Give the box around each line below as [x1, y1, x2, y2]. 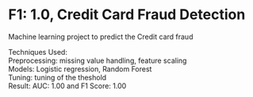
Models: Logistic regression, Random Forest [8, 64, 152, 73]
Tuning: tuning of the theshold [8, 72, 107, 82]
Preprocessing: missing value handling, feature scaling [8, 56, 187, 65]
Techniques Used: [8, 47, 67, 56]
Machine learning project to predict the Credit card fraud [8, 32, 194, 41]
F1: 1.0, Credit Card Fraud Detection [8, 6, 246, 24]
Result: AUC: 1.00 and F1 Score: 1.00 [8, 81, 127, 91]
